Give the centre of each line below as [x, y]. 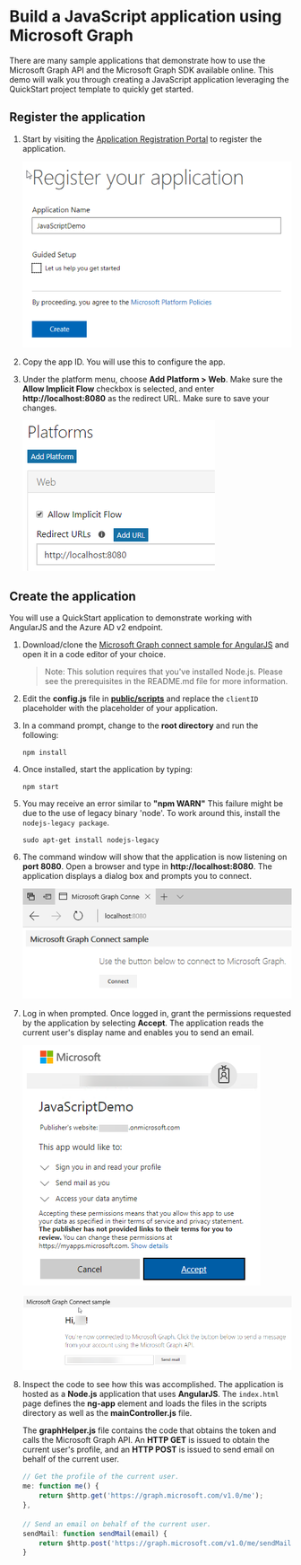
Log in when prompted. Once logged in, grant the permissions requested [156, 1014]
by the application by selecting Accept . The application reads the [143, 1023]
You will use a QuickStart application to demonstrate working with [131, 618]
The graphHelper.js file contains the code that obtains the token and [149, 1430]
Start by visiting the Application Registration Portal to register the [142, 139]
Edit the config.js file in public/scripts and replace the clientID [140, 699]
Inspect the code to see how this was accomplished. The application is [153, 1385]
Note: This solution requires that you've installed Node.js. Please [164, 672]
